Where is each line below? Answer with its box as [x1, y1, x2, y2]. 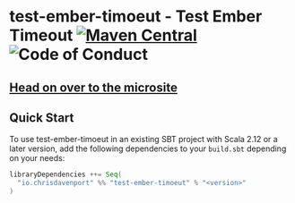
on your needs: [9, 153, 65, 164]
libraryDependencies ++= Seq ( [9, 170, 123, 180]
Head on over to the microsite [9, 80, 178, 95]
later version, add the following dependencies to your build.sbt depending [9, 143, 287, 154]
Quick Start [9, 110, 74, 125]
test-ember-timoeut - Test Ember [9, 6, 263, 27]
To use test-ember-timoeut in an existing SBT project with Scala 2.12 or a [9, 134, 278, 145]
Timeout [9, 25, 74, 46]
